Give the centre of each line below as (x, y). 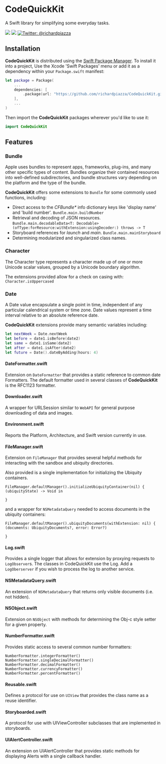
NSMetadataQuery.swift (31, 581)
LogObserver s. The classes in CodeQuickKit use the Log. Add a (69, 564)
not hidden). (18, 597)
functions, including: (26, 198)
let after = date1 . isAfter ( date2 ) (41, 348)
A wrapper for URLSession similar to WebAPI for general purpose (70, 408)
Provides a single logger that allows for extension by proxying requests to (80, 558)
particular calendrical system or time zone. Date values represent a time (78, 310)
